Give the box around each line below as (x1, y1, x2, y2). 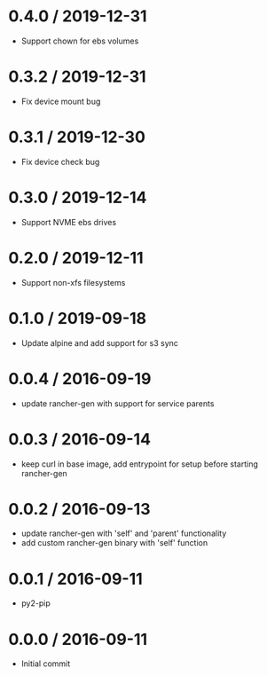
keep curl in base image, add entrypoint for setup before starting (20, 459, 258, 469)
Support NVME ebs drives (20, 216, 117, 227)
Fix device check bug (20, 156, 100, 167)
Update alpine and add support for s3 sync (20, 337, 179, 348)
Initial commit (20, 658, 71, 669)
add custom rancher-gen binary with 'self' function (20, 538, 208, 548)
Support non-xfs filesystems (20, 277, 126, 287)
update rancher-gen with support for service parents (20, 397, 215, 409)
